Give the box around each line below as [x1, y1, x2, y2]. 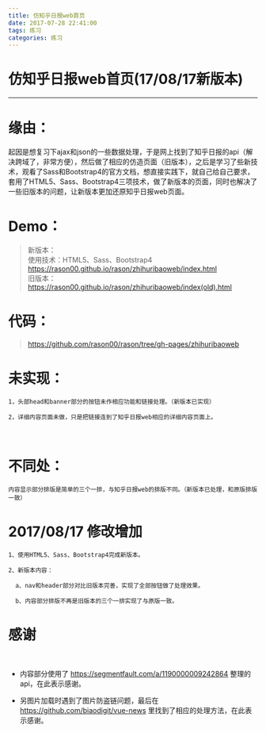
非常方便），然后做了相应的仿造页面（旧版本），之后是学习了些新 [42, 157, 251, 167]
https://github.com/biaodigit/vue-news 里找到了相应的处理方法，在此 [19, 705, 245, 715]
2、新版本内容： [8, 566, 54, 574]
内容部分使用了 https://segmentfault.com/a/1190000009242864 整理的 [19, 669, 252, 678]
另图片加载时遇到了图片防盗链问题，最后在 [19, 696, 159, 705]
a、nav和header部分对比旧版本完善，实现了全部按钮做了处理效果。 [15, 581, 204, 589]
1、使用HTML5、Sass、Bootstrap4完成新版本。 [8, 550, 144, 559]
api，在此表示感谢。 [19, 679, 85, 688]
